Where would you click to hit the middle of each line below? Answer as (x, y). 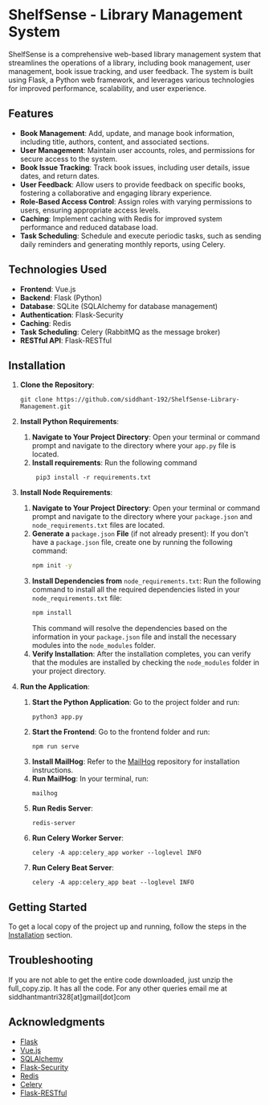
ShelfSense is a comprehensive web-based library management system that (134, 54)
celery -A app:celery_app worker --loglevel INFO (117, 853)
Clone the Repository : (57, 385)
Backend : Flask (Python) (61, 297)
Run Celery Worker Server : (78, 838)
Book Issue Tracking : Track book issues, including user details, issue (135, 167)
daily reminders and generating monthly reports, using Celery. (123, 244)
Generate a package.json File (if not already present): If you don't (140, 534)
